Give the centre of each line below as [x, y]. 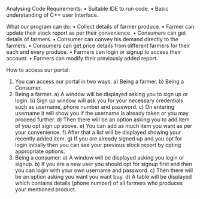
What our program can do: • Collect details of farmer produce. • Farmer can [100, 27]
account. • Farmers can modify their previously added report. [82, 58]
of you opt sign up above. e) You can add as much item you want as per [104, 126]
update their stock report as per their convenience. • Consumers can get [96, 33]
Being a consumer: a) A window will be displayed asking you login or [99, 157]
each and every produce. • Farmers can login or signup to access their [94, 52]
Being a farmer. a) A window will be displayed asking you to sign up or [101, 94]
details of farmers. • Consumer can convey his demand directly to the [92, 39]
